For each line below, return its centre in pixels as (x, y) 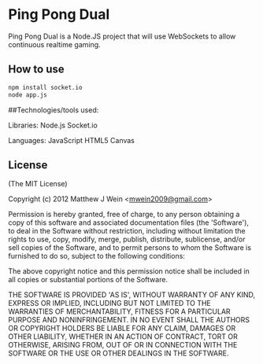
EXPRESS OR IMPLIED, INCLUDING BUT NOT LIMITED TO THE (109, 303)
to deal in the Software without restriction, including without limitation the (127, 231)
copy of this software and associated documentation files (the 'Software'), (129, 222)
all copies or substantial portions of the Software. (88, 280)
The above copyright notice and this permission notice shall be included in (129, 271)
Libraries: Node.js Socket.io (53, 125)
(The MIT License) (38, 184)
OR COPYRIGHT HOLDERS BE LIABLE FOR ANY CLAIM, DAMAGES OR (122, 329)
